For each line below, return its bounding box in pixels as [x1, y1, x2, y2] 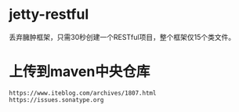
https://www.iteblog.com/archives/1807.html [9, 89, 157, 97]
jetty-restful [9, 5, 89, 23]
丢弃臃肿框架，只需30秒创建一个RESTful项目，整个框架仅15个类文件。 [9, 32, 236, 42]
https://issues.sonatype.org [9, 96, 104, 103]
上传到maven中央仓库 [9, 63, 150, 81]
